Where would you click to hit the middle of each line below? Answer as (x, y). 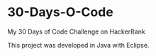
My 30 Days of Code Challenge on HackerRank (76, 31)
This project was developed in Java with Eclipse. (78, 45)
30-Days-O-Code (60, 12)
